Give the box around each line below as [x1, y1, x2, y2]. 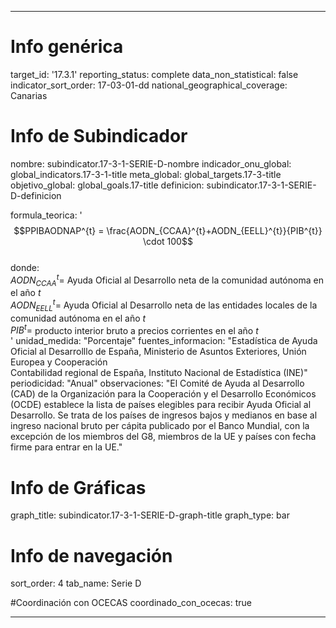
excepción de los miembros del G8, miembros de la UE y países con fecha [10, 431, 317, 443]
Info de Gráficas [10, 476, 147, 499]
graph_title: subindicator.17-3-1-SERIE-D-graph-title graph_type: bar [10, 509, 290, 521]
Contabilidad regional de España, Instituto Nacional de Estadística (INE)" [10, 367, 308, 379]
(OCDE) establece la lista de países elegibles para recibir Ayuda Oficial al [10, 399, 312, 411]
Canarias [10, 89, 48, 101]
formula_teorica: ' [10, 209, 83, 221]
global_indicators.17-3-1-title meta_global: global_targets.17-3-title [10, 168, 282, 180]
